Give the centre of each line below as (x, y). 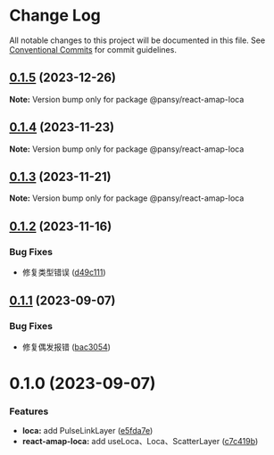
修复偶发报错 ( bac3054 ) (66, 347)
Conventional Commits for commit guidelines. (93, 49)
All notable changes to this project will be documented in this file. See (137, 40)
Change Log (55, 16)
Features (29, 411)
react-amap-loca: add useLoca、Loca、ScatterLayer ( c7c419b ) (140, 442)
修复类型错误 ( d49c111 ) (64, 272)
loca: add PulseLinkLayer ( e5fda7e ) (87, 431)
